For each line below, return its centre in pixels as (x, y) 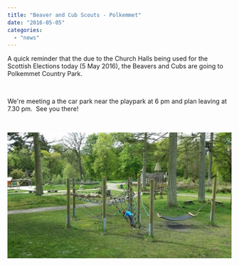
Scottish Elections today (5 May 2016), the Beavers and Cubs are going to (116, 66)
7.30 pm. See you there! (43, 109)
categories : (25, 30)
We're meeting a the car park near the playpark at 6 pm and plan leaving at (117, 101)
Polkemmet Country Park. (45, 74)
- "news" (27, 38)
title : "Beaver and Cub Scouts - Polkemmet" (74, 15)
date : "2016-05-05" (36, 22)
